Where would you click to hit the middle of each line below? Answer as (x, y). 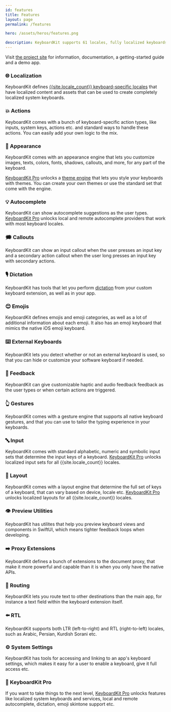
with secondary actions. (31, 261)
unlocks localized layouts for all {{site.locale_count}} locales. (69, 497)
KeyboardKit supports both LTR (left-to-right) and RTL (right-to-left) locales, (85, 628)
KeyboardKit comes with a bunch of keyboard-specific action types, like (81, 122)
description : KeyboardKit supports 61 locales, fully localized (75, 43)
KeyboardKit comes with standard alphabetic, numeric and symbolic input (83, 452)
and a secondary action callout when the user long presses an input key (81, 256)
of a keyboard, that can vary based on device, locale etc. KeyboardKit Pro (83, 492)
